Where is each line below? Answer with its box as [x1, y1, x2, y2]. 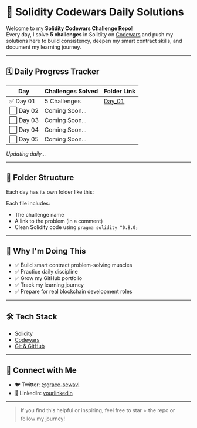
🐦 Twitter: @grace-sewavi [14, 381, 80, 388]
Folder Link [103, 87, 136, 95]
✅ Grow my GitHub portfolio [14, 275, 83, 282]
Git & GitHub [14, 343, 45, 350]
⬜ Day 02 [9, 106, 39, 114]
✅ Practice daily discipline [14, 268, 78, 275]
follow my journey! [20, 415, 66, 422]
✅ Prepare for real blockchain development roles [14, 288, 133, 295]
